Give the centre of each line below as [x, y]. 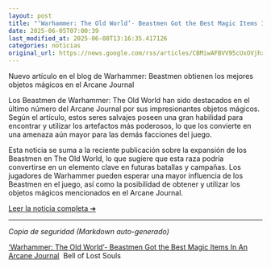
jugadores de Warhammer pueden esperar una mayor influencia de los [126, 175]
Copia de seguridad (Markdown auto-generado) [89, 231]
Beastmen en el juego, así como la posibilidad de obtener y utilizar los [124, 184]
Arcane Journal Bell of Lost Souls [65, 256]
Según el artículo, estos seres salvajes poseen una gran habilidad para [126, 117]
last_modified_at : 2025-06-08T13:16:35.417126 [88, 38]
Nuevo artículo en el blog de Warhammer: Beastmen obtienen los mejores [131, 76]
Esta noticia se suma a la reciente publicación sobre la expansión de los [128, 150]
